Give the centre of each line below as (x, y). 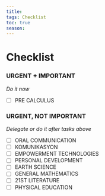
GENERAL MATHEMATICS (47, 174)
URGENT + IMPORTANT (41, 76)
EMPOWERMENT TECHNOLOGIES (57, 154)
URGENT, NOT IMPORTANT (46, 116)
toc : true (18, 23)
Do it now (18, 89)
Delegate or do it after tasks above (49, 129)
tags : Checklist (26, 17)
